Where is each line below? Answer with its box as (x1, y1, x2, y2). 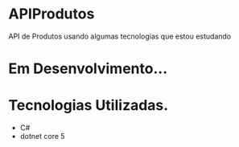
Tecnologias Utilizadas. (8, 96, 169, 115)
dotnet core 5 (19, 132, 66, 141)
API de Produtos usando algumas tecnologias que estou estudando (8, 31, 232, 41)
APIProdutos (8, 5, 95, 23)
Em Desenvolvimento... (8, 59, 167, 78)
